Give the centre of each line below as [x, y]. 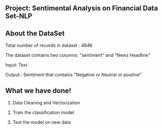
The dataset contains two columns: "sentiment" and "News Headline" [78, 55]
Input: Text [16, 65]
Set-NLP [19, 16]
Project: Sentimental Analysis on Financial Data [82, 8]
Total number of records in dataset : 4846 [49, 45]
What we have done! [38, 90]
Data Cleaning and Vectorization [46, 103]
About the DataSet [35, 33]
